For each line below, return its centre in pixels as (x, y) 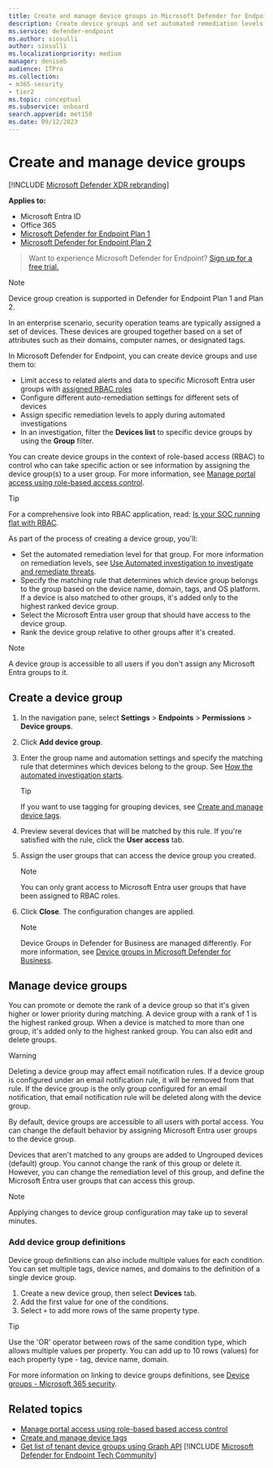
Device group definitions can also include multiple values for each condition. (136, 1260)
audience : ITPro (36, 69)
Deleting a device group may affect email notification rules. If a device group (136, 1071)
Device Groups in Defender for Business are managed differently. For (136, 943)
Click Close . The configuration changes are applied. (107, 911)
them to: (22, 364)
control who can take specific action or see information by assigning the (129, 465)
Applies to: (27, 200)
